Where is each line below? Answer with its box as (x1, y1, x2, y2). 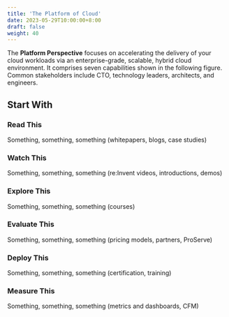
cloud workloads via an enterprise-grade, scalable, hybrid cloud (7, 57, 192, 65)
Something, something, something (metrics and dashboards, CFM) (7, 302, 199, 311)
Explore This (7, 186, 51, 196)
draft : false (7, 23, 45, 30)
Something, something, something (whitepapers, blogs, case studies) (7, 135, 207, 144)
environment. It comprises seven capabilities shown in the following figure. (7, 64, 223, 72)
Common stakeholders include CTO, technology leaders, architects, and (7, 71, 214, 80)
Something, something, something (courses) (7, 202, 135, 210)
